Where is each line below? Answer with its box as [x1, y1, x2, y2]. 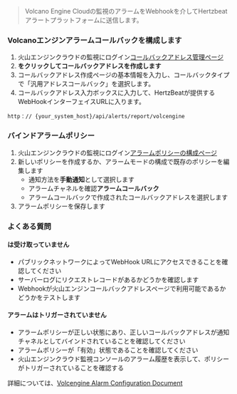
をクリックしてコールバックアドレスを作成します [17, 62, 162, 71]
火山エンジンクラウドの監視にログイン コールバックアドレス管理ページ [17, 53, 224, 61]
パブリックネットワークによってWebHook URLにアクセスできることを [17, 257, 222, 266]
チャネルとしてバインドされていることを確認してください [17, 336, 186, 345]
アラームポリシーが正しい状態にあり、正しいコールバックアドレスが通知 [17, 328, 230, 336]
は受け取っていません [7, 240, 70, 249]
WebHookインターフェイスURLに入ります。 [17, 98, 146, 106]
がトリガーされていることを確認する [17, 363, 125, 372]
